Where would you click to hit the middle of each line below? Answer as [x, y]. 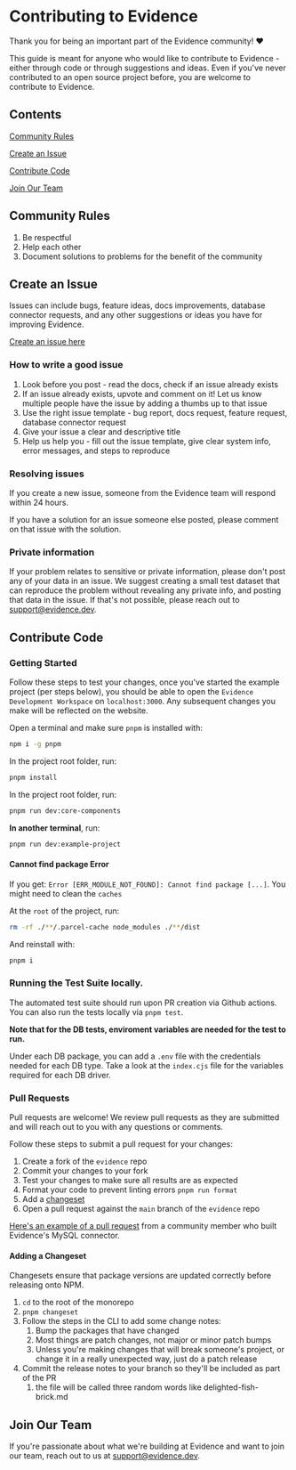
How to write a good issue [66, 365]
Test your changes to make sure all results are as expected [130, 1180]
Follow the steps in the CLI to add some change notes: [122, 1321]
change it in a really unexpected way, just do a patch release [146, 1359]
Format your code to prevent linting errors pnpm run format [130, 1190]
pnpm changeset [50, 1312]
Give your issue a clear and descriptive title [101, 431]
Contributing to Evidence [104, 16]
